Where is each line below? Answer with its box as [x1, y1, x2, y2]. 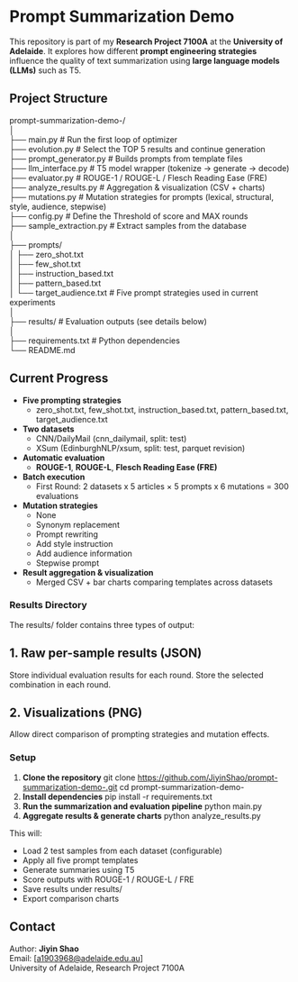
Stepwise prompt [35, 557, 100, 568]
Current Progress [9, 371, 109, 386]
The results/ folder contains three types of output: [9, 619, 195, 630]
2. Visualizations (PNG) [9, 705, 142, 721]
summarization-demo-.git [22, 781, 118, 792]
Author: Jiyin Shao [9, 943, 79, 954]
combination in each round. [9, 678, 111, 690]
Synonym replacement [35, 519, 120, 530]
